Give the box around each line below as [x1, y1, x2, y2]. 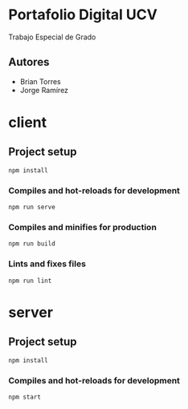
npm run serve [8, 203, 56, 212]
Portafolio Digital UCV [8, 6, 158, 24]
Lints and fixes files [8, 258, 87, 269]
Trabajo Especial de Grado [8, 32, 96, 42]
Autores [8, 55, 50, 69]
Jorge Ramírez [19, 85, 69, 95]
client [8, 113, 47, 132]
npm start [8, 393, 42, 401]
